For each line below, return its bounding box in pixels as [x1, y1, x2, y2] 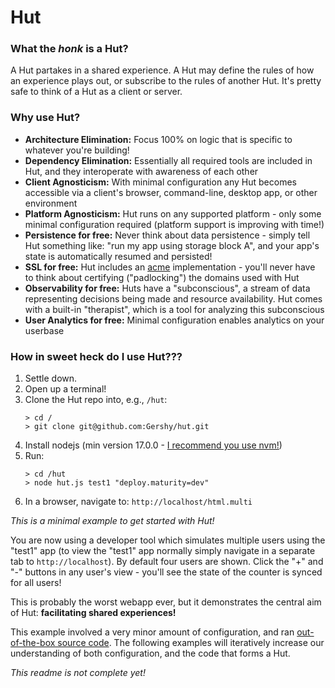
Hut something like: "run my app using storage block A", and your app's [24, 239, 320, 251]
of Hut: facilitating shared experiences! [10, 607, 177, 619]
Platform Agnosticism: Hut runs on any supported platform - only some [24, 207, 322, 220]
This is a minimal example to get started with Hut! [10, 515, 215, 527]
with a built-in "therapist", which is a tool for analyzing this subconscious [24, 303, 325, 315]
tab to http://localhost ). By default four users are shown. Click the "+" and [10, 556, 324, 568]
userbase [24, 324, 65, 336]
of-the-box [10, 637, 56, 649]
